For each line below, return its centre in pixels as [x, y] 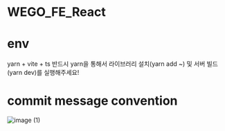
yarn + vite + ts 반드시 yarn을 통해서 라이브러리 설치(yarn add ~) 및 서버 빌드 [112, 64]
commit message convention [92, 101]
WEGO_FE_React [56, 12]
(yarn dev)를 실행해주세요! [43, 73]
